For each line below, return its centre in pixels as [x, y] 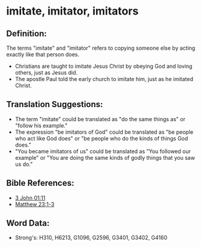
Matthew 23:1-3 [34, 204]
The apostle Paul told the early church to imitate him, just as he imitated [104, 79]
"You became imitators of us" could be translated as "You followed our [103, 151]
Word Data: [28, 223]
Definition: [27, 34]
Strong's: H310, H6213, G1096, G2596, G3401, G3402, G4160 [91, 238]
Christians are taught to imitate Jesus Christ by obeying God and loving [104, 66]
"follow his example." [41, 125]
